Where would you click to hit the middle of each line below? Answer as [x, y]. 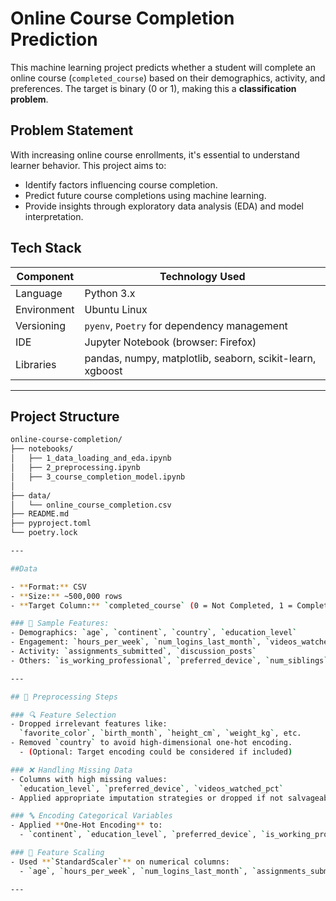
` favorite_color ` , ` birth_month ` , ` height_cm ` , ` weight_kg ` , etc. [160, 733]
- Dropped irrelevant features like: [89, 724]
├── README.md [40, 514]
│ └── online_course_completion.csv [91, 505]
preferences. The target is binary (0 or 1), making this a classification [153, 88]
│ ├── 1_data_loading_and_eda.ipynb [91, 458]
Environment [45, 309]
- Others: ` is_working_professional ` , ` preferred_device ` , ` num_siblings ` [169, 660]
